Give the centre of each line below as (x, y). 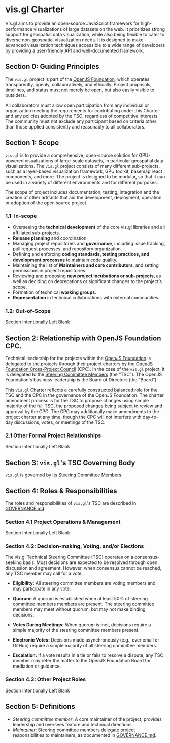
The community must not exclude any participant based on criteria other (81, 121)
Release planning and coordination (49, 238)
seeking (13, 562)
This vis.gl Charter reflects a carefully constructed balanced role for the (81, 390)
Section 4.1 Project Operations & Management (63, 522)
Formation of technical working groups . (54, 292)
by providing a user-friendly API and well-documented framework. (75, 50)
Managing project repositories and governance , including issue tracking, (89, 243)
